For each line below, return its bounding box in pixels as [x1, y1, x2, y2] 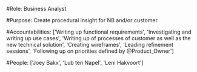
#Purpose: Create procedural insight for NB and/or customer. [6, 17, 159, 23]
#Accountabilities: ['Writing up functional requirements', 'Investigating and [6, 28, 192, 35]
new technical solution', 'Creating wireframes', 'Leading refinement [6, 41, 174, 48]
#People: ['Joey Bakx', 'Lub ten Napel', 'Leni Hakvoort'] [6, 59, 144, 66]
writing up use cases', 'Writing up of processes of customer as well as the [6, 35, 191, 41]
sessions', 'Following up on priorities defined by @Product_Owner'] [6, 47, 174, 55]
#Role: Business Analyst [6, 5, 67, 12]
